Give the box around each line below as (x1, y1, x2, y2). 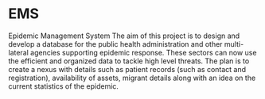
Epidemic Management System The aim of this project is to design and (8, 31, 240, 40)
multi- (224, 39, 244, 48)
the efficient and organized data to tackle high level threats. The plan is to (8, 56, 250, 66)
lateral (8, 48, 29, 57)
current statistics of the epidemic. (8, 81, 119, 91)
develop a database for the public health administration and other (8, 39, 223, 48)
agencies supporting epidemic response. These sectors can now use (30, 48, 257, 57)
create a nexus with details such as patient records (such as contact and (8, 64, 247, 74)
